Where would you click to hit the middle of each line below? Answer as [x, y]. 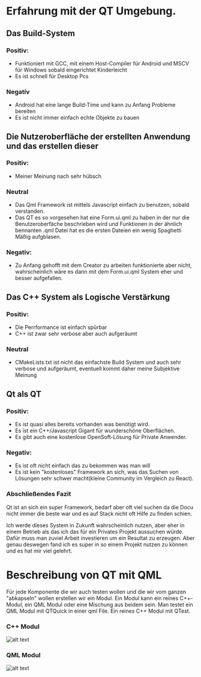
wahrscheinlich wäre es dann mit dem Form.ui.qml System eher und [99, 272]
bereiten [25, 111]
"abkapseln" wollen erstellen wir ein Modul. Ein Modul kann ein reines [92, 598]
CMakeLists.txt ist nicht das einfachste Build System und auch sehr [98, 363]
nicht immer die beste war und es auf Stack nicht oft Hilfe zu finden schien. [99, 513]
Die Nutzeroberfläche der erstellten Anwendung [98, 136]
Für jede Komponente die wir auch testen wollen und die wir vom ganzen [96, 592]
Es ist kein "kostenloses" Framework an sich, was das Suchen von [97, 472]
